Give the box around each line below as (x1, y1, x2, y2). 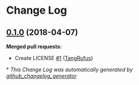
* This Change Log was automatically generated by (6, 66, 133, 73)
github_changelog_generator (6, 73, 77, 79)
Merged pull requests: (6, 43, 62, 50)
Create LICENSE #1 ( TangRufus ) (14, 55, 93, 61)
